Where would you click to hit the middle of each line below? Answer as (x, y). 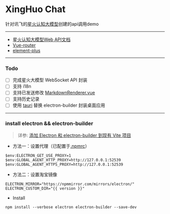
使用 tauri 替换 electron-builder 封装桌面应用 (59, 105)
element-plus (26, 50)
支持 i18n (22, 87)
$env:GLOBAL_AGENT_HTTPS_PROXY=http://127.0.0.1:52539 (64, 164)
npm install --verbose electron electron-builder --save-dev (71, 207)
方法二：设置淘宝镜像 (35, 174)
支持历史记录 (26, 99)
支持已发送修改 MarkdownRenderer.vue (54, 93)
